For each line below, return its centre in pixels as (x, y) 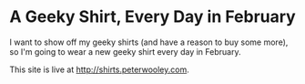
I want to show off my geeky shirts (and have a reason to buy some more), (149, 42)
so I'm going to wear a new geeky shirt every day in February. (125, 51)
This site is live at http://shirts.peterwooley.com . (99, 69)
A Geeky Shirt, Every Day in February (152, 17)
